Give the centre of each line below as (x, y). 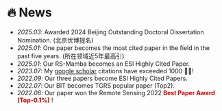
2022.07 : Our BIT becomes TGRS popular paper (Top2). (96, 85)
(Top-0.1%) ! (35, 100)
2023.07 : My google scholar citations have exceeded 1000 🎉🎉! (105, 71)
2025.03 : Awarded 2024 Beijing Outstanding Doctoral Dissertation (110, 32)
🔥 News (30, 13)
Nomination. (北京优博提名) (55, 40)
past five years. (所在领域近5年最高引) (71, 56)
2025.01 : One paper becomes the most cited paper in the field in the (113, 48)
